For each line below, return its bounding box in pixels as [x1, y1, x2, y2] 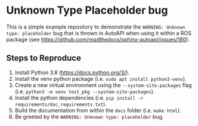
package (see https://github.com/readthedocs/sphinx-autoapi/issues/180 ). [6, 36, 190, 43]
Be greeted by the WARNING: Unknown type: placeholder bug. [14, 113, 164, 120]
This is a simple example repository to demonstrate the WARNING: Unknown [6, 23, 186, 30]
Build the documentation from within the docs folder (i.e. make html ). [14, 106, 181, 114]
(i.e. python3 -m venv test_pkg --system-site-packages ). [14, 87, 155, 95]
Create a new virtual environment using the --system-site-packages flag [14, 81, 192, 89]
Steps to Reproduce [6, 53, 82, 63]
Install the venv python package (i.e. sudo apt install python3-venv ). [14, 75, 187, 82]
